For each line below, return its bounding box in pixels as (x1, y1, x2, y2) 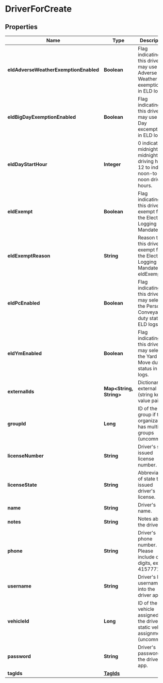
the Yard (137, 353, 157, 360)
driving (137, 158, 154, 164)
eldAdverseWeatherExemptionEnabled (7, 66, 99, 73)
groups (137, 429, 154, 436)
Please (137, 548, 154, 554)
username (7, 583, 32, 589)
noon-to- (137, 170, 161, 176)
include (137, 554, 155, 560)
